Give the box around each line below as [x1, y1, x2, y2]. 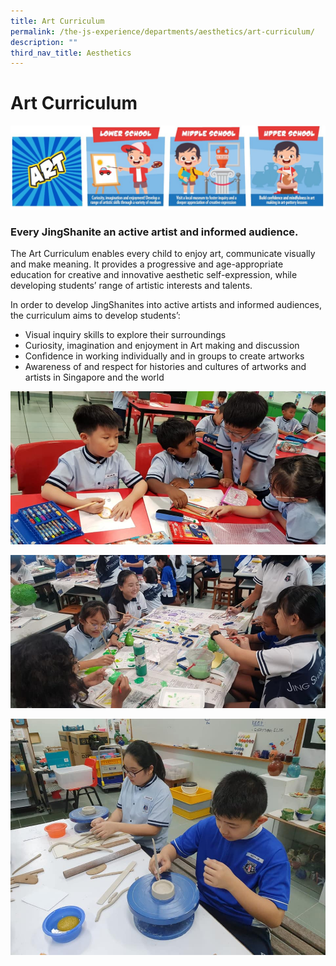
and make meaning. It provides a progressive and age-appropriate [10, 258, 284, 270]
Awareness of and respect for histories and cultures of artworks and [24, 361, 307, 373]
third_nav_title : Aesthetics [10, 48, 132, 58]
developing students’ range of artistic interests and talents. [10, 280, 253, 292]
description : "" [10, 37, 78, 47]
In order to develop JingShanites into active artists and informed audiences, [10, 299, 323, 311]
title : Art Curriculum [10, 16, 105, 26]
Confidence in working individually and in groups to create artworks [24, 350, 305, 362]
